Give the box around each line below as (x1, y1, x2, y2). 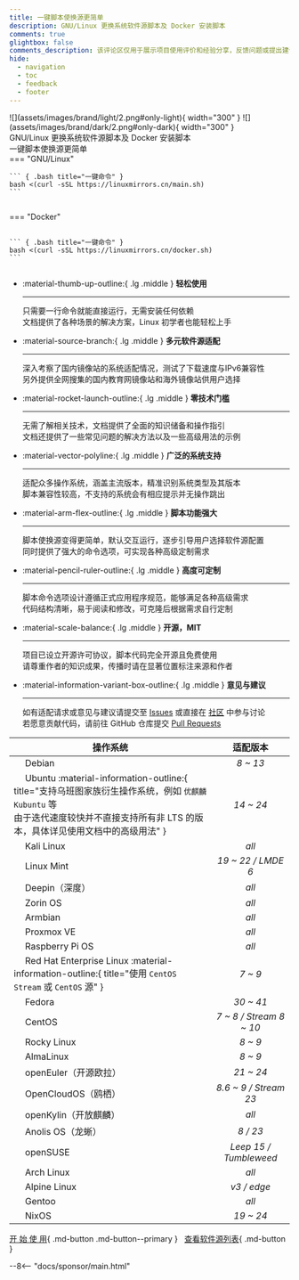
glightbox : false (9, 37, 74, 47)
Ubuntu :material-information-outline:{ (25, 772, 189, 785)
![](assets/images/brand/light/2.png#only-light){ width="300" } (9, 112, 241, 123)
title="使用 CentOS (103, 967, 177, 980)
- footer (17, 87, 50, 96)
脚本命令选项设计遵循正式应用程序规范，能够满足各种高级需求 (21, 591, 249, 602)
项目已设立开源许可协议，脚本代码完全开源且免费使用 (21, 649, 218, 660)
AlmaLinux (25, 1050, 69, 1063)
